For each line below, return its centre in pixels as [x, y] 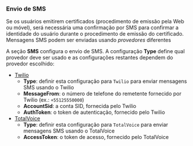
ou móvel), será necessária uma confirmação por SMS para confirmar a [92, 27]
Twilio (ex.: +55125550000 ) [54, 100]
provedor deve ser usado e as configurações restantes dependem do [90, 58]
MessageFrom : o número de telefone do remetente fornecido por [102, 94]
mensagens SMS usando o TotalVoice [69, 131]
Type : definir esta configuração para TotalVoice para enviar [96, 125]
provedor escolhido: [30, 64]
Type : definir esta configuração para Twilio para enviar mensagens [105, 81]
